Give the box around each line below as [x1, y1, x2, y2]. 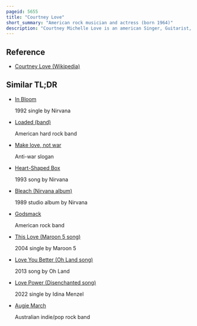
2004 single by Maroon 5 [14, 244, 77, 251]
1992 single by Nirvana [14, 107, 71, 114]
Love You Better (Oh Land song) [14, 256, 93, 263]
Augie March [14, 302, 46, 309]
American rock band [14, 221, 65, 228]
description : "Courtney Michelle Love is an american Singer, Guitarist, [6, 25, 192, 31]
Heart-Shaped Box [14, 164, 60, 172]
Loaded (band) [14, 118, 51, 125]
